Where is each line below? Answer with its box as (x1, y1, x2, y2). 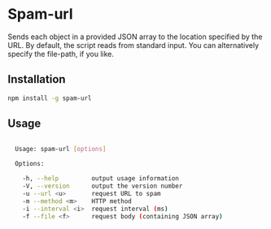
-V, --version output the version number (22, 182, 183, 191)
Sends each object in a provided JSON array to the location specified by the (7, 32, 263, 41)
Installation (7, 72, 66, 86)
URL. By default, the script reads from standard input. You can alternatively (7, 40, 260, 50)
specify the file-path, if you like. (7, 49, 115, 58)
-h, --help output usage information (22, 175, 180, 183)
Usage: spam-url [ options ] (15, 145, 107, 153)
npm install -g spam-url (7, 94, 92, 102)
